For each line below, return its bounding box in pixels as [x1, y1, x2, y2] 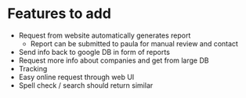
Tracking [18, 64, 48, 73]
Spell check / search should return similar [18, 80, 154, 90]
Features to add [7, 5, 111, 23]
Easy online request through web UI [18, 72, 135, 82]
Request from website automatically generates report [18, 31, 191, 40]
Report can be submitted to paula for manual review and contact [30, 38, 238, 48]
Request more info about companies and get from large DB [18, 56, 209, 65]
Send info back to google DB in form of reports [18, 47, 170, 56]
